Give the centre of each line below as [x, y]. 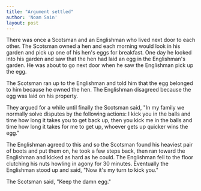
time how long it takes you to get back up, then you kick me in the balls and [99, 120]
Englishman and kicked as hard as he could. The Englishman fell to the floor [100, 157]
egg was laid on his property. [42, 96]
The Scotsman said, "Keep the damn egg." [58, 182]
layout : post [22, 23]
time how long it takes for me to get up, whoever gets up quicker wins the [97, 127]
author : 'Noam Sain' [32, 17]
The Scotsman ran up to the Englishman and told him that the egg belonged [100, 83]
